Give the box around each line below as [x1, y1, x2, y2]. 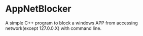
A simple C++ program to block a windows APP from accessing [5, 20, 138, 26]
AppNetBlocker [5, 3, 72, 15]
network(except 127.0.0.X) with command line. [5, 25, 102, 31]
